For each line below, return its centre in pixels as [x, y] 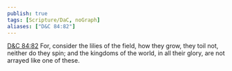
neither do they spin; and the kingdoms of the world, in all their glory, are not [116, 53]
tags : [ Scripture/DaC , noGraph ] [54, 20]
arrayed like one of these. [43, 61]
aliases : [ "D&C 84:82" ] [41, 26]
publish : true [28, 13]
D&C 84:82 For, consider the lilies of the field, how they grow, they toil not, [113, 46]
